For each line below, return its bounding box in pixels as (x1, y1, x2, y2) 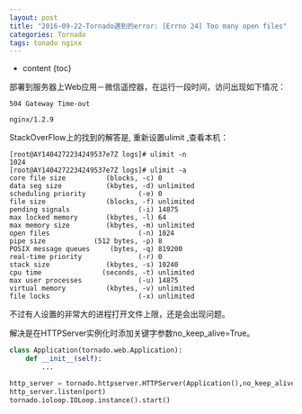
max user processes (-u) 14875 (9, 276, 179, 285)
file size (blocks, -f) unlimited (9, 197, 195, 207)
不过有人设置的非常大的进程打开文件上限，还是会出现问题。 (9, 309, 230, 319)
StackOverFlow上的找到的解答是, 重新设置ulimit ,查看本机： (9, 132, 229, 143)
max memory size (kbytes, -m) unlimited (9, 221, 195, 230)
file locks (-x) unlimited (9, 292, 195, 301)
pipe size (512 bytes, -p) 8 (9, 237, 164, 246)
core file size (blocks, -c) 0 (9, 174, 164, 183)
